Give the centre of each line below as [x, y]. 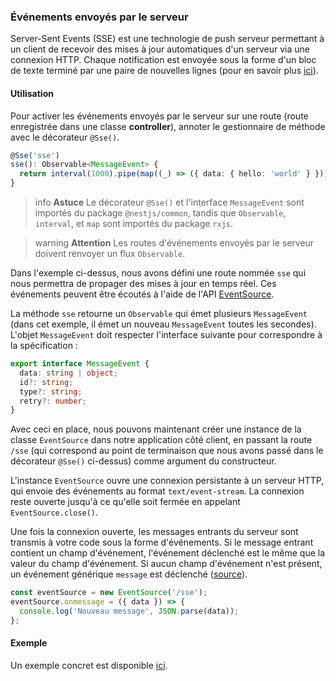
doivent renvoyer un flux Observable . [110, 253]
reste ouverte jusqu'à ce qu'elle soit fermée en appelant [125, 502]
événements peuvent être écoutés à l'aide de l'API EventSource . [142, 294]
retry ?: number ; [53, 401]
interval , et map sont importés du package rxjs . [134, 223]
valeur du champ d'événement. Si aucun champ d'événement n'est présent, [166, 564]
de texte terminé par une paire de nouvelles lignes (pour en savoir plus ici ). [164, 71]
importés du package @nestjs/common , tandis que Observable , [160, 213]
